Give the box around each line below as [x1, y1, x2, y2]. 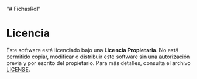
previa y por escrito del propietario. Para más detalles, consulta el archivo [6, 59, 191, 66]
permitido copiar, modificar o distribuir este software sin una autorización [6, 53, 190, 60]
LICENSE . [6, 66, 30, 73]
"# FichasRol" [6, 5, 41, 12]
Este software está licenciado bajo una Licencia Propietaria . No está [6, 46, 179, 53]
